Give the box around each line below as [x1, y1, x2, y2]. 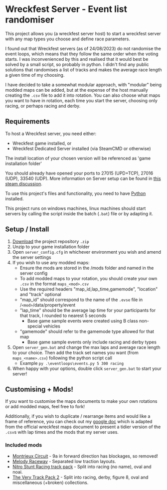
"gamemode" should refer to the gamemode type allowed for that [19, 328, 155, 334]
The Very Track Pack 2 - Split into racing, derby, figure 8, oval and [12, 474, 149, 480]
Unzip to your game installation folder [12, 243, 90, 250]
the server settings [12, 254, 51, 260]
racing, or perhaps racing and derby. [5, 103, 81, 109]
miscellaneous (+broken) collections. [12, 480, 89, 486]
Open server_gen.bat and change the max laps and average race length [12, 344, 161, 350]
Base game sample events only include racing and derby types [27, 339, 157, 345]
